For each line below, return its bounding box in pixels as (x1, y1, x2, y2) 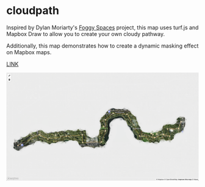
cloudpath (6, 4, 60, 18)
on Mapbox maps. (6, 48, 52, 55)
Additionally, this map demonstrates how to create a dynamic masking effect (6, 42, 199, 49)
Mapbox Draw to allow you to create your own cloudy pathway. (6, 30, 165, 37)
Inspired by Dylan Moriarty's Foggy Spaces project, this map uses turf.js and (6, 24, 199, 31)
